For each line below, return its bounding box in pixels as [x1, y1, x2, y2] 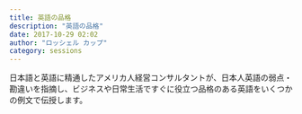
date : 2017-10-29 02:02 [9, 30, 99, 39]
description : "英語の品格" [9, 22, 103, 31]
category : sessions [9, 47, 83, 56]
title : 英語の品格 [9, 13, 72, 22]
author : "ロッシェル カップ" [9, 38, 108, 48]
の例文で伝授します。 [9, 95, 88, 106]
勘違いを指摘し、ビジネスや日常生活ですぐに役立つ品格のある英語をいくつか [9, 83, 293, 94]
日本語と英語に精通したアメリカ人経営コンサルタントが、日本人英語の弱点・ [9, 73, 293, 83]
